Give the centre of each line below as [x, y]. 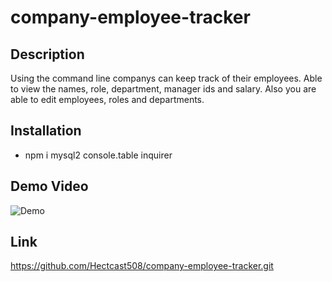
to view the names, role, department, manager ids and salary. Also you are [163, 89]
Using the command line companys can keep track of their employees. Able [166, 78]
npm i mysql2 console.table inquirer [98, 155]
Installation [46, 131]
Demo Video [49, 186]
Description [47, 54]
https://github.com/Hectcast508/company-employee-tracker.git [142, 266]
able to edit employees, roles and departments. [107, 99]
